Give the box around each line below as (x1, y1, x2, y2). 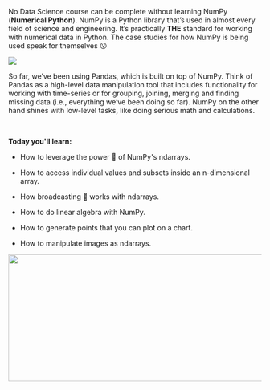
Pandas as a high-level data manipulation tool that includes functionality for (8, 80, 258, 89)
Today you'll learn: (8, 136, 72, 146)
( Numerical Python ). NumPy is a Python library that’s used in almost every (8, 15, 256, 25)
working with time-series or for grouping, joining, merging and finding (8, 88, 239, 98)
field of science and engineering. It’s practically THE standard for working (8, 24, 253, 33)
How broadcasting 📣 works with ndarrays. (19, 192, 159, 201)
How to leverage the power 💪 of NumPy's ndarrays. (19, 152, 191, 161)
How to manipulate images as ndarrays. (19, 238, 152, 248)
